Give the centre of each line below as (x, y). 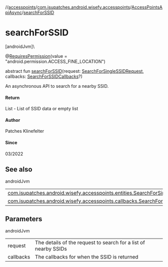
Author (13, 120)
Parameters (24, 219)
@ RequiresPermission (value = (36, 56)
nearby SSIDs (51, 249)
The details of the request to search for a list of (90, 243)
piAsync (14, 12)
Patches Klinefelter (25, 131)
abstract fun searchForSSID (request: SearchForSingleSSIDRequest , (74, 71)
